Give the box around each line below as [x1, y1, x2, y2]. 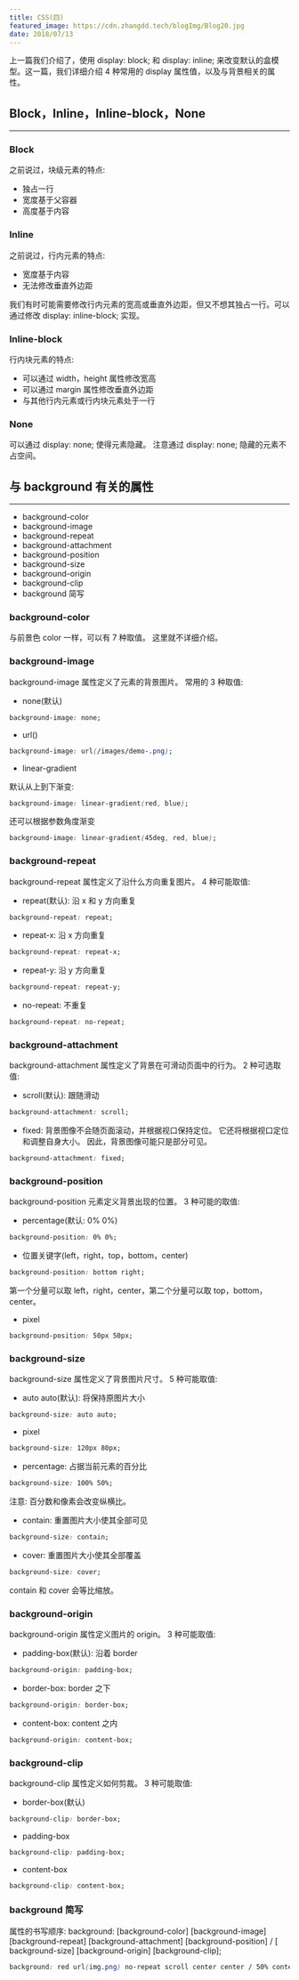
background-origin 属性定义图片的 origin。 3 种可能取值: [9, 1629, 216, 1640]
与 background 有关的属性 [9, 479, 154, 494]
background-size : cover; [9, 1567, 101, 1576]
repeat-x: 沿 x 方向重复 [21, 930, 107, 941]
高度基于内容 [21, 206, 69, 216]
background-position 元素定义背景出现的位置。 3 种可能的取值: [9, 1196, 240, 1207]
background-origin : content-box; [9, 1735, 133, 1744]
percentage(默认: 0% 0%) [21, 1216, 118, 1226]
